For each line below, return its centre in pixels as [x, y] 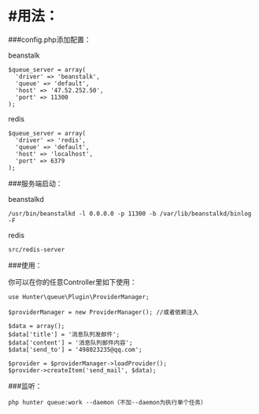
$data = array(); [37, 326]
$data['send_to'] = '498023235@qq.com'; [76, 349]
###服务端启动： [35, 183]
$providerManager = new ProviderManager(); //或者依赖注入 [104, 312]
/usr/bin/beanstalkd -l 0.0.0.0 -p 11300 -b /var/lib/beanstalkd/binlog [130, 214]
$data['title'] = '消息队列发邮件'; [64, 334]
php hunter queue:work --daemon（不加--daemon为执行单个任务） [107, 402]
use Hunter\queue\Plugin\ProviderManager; [79, 297]
